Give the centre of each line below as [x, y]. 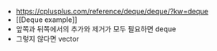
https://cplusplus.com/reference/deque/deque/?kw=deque [112, 11]
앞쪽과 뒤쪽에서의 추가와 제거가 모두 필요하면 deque [96, 29]
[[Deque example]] [46, 20]
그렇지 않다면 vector [47, 39]
